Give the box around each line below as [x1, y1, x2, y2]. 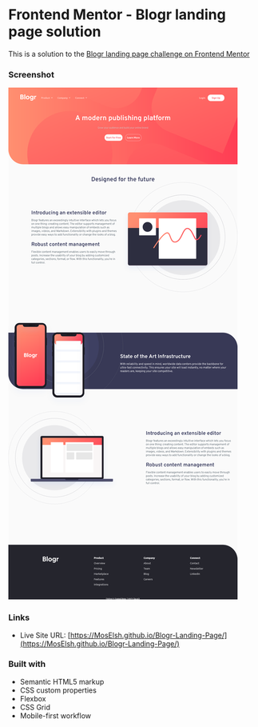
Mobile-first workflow [19, 710, 92, 721]
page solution [8, 22, 101, 41]
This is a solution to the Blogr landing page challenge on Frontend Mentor [8, 49, 250, 58]
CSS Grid [19, 702, 50, 712]
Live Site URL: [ [19, 630, 71, 640]
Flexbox [19, 693, 46, 703]
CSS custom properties [19, 685, 97, 695]
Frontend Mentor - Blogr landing [8, 6, 226, 24]
